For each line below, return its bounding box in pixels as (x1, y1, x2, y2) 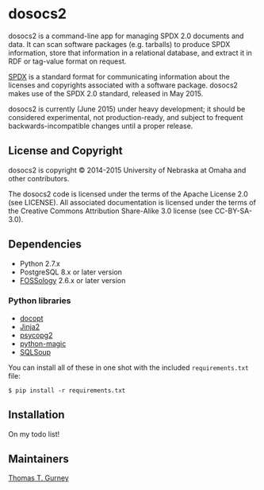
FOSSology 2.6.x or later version (19, 275, 126, 285)
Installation (8, 408, 65, 422)
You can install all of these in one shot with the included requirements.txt (8, 363, 249, 372)
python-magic (19, 339, 67, 348)
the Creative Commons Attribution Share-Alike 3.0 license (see (8, 206, 213, 216)
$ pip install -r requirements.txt (8, 387, 126, 395)
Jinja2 (19, 321, 40, 331)
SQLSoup (19, 347, 52, 356)
